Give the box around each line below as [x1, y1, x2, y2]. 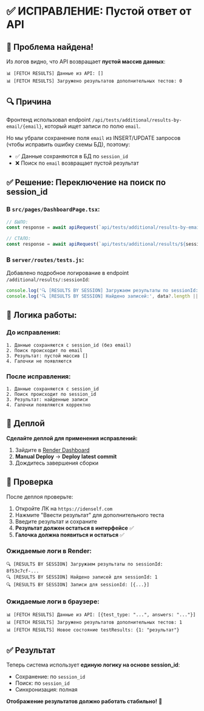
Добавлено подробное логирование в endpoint [6, 269, 129, 277]
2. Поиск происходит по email [6, 347, 83, 353]
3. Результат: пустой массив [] [6, 353, 88, 359]
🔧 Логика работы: [6, 310, 77, 321]
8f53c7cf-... [6, 567, 39, 574]
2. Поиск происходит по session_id [6, 391, 97, 398]
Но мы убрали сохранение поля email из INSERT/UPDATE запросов [6, 134, 181, 141]
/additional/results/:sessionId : [6, 276, 90, 283]
